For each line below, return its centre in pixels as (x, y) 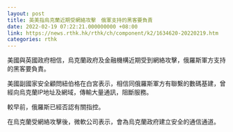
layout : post (26, 14)
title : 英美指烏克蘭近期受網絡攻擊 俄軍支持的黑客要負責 (80, 20)
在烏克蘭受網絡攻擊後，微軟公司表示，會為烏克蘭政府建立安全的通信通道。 (113, 122)
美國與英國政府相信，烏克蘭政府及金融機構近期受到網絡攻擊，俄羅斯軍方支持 (116, 60)
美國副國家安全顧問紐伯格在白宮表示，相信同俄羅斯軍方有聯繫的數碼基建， (113, 83)
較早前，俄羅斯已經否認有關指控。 (56, 107)
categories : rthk (32, 40)
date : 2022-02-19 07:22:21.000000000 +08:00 (72, 26)
